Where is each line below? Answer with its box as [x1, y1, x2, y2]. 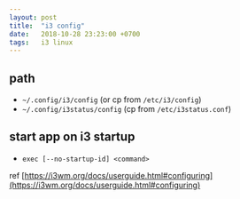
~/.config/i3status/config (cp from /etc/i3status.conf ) [21, 104, 232, 115]
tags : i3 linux [9, 37, 74, 47]
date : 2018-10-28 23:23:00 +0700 [9, 29, 141, 38]
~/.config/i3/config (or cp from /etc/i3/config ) [21, 94, 202, 105]
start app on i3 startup [9, 130, 135, 145]
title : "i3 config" [9, 21, 86, 30]
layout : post [9, 12, 58, 22]
